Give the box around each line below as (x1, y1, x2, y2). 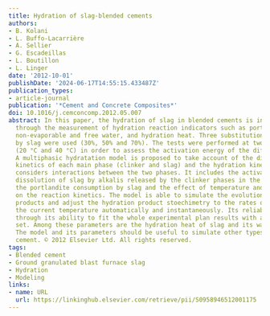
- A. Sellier (8, 42, 52, 50)
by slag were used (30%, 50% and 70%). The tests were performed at (15, 138, 250, 147)
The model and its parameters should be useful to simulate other (15, 228, 243, 237)
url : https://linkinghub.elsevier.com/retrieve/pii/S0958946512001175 (15, 296, 257, 304)
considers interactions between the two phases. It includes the (15, 169, 239, 177)
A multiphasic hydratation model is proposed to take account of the (15, 154, 253, 162)
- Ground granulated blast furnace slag (8, 258, 146, 266)
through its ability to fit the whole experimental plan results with (15, 214, 257, 222)
